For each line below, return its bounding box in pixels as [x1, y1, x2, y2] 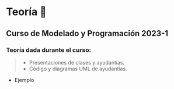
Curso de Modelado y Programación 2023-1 [6, 29, 168, 38]
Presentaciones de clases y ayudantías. [29, 59, 124, 66]
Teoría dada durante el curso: [6, 46, 92, 54]
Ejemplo [14, 76, 34, 83]
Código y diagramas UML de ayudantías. [29, 65, 127, 72]
